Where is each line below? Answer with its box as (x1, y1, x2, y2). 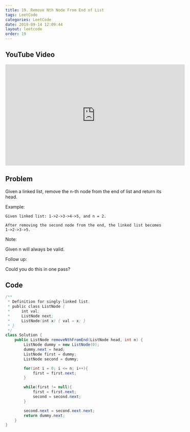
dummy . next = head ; (24, 347, 66, 352)
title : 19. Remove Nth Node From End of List (5, 7, 104, 13)
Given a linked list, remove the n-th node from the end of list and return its (5, 188, 162, 194)
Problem (5, 175, 33, 183)
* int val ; (7, 309, 40, 314)
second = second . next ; (32, 394, 81, 400)
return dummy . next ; (24, 413, 66, 418)
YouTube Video (5, 50, 55, 59)
